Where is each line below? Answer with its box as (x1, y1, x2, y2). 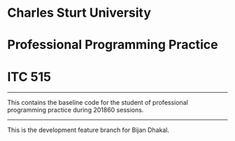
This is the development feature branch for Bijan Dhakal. (7, 126, 170, 134)
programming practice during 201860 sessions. (7, 106, 144, 114)
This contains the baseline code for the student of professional (7, 98, 189, 107)
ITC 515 (7, 68, 51, 84)
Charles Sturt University (7, 5, 152, 21)
